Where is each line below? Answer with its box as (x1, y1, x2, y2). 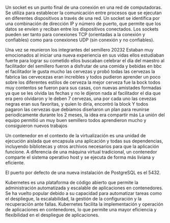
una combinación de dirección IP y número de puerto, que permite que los (5, 20, 161, 27)
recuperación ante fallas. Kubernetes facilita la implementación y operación (5, 201, 164, 207)
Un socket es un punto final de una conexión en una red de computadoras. (5, 5, 162, 10)
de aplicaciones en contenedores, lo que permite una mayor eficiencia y (5, 207, 157, 212)
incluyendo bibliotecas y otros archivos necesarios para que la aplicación (5, 143, 159, 150)
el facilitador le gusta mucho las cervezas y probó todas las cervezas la (5, 68, 155, 75)
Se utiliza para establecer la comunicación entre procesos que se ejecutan (5, 10, 162, 16)
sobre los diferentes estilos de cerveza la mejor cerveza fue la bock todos (5, 79, 160, 85)
